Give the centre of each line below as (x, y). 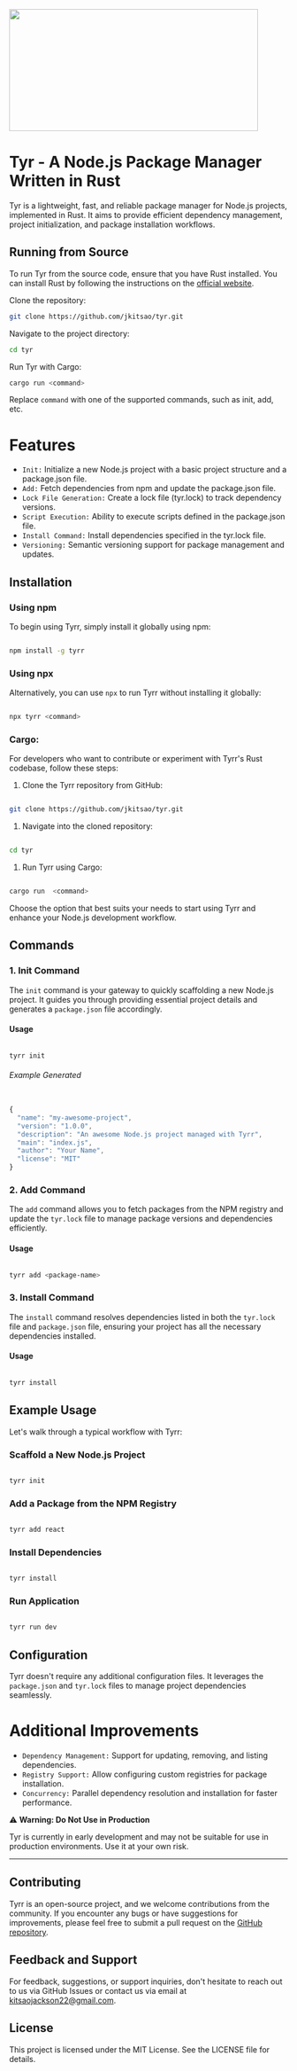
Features (42, 445)
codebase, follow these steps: (64, 768)
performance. (47, 1802)
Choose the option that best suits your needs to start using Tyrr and (133, 908)
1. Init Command (44, 971)
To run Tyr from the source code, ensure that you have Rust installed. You (143, 273)
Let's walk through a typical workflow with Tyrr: (96, 1432)
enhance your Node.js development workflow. (93, 918)
